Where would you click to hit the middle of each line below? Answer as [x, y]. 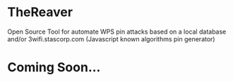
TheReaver [40, 12]
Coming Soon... [54, 68]
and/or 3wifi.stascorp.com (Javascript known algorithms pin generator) [111, 39]
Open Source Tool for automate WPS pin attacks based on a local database [117, 32]
